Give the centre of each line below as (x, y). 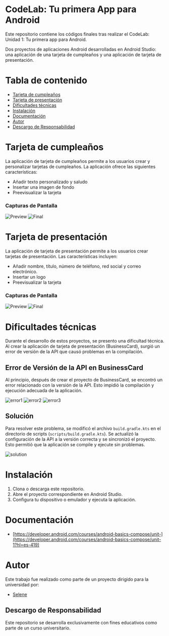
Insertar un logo (29, 277)
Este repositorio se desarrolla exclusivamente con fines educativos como (81, 622)
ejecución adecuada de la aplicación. (44, 391)
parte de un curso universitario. (38, 628)
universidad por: (22, 584)
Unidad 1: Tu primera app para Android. (46, 39)
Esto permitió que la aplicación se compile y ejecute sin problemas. (75, 444)
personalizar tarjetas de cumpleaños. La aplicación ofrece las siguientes (80, 166)
